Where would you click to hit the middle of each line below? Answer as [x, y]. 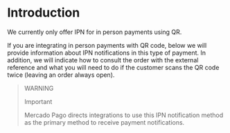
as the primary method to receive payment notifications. [104, 122]
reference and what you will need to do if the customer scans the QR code [113, 67]
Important [38, 101]
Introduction [44, 13]
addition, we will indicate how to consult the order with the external [103, 60]
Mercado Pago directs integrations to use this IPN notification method [124, 115]
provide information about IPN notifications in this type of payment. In [107, 53]
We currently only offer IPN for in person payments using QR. [95, 32]
